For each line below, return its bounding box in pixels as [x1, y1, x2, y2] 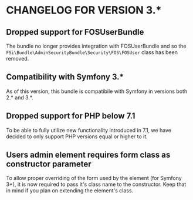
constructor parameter [6, 159, 92, 169]
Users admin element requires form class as [6, 150, 171, 160]
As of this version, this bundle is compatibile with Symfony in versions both [6, 88, 188, 95]
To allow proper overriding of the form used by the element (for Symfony [6, 175, 182, 182]
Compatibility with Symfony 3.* [6, 72, 124, 82]
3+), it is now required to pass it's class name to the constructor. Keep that [6, 181, 187, 188]
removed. [6, 55, 29, 62]
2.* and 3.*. [6, 94, 33, 101]
